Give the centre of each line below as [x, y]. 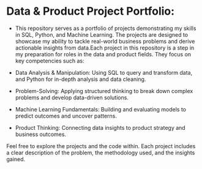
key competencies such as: [50, 61]
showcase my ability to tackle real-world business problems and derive [105, 41]
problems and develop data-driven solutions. [72, 97]
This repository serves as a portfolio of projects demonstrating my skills [106, 28]
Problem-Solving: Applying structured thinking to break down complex [104, 91]
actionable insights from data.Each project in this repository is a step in [105, 48]
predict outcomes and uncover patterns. [66, 116]
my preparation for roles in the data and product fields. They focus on [103, 54]
